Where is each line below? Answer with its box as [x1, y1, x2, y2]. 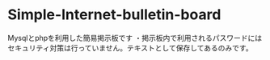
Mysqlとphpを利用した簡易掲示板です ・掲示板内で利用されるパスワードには [7, 33, 263, 42]
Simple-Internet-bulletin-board [7, 6, 221, 24]
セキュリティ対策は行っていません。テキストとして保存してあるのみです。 [7, 42, 253, 53]
